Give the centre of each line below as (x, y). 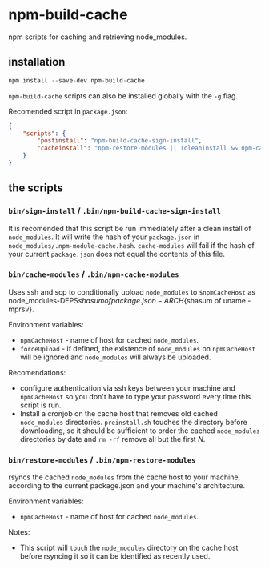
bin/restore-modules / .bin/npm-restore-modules (102, 459)
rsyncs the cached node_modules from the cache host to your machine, (124, 477)
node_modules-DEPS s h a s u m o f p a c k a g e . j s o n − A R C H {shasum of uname (127, 300)
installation (37, 62)
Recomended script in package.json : (68, 111)
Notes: (19, 532)
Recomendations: (37, 372)
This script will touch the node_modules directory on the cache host (129, 548)
